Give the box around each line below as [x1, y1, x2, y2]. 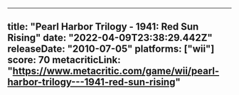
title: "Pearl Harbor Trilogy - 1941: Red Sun [7, 21, 199, 33]
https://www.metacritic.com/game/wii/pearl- [12, 65, 220, 77]
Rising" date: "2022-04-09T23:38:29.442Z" [7, 32, 213, 44]
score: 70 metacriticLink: [7, 54, 121, 66]
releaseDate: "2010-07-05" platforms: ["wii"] [7, 43, 215, 55]
